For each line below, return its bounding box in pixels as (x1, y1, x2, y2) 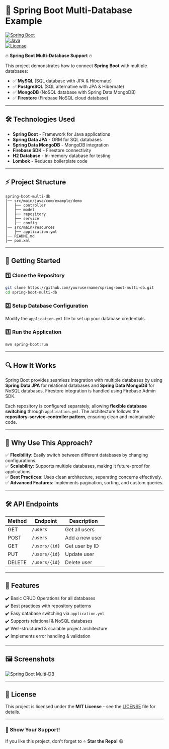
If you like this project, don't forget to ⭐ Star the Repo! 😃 (5, 738, 124, 744)
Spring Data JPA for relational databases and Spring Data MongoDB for (5, 382, 155, 388)
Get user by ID (65, 542, 99, 550)
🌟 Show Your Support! (5, 726, 60, 733)
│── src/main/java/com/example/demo (5, 198, 82, 204)
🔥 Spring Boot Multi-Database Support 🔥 (5, 53, 93, 59)
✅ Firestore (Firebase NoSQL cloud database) (12, 94, 109, 101)
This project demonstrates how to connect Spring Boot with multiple (5, 63, 147, 69)
